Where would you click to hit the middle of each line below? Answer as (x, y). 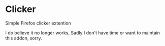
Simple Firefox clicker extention (38, 23)
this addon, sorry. (24, 38)
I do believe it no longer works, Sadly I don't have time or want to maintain (83, 32)
